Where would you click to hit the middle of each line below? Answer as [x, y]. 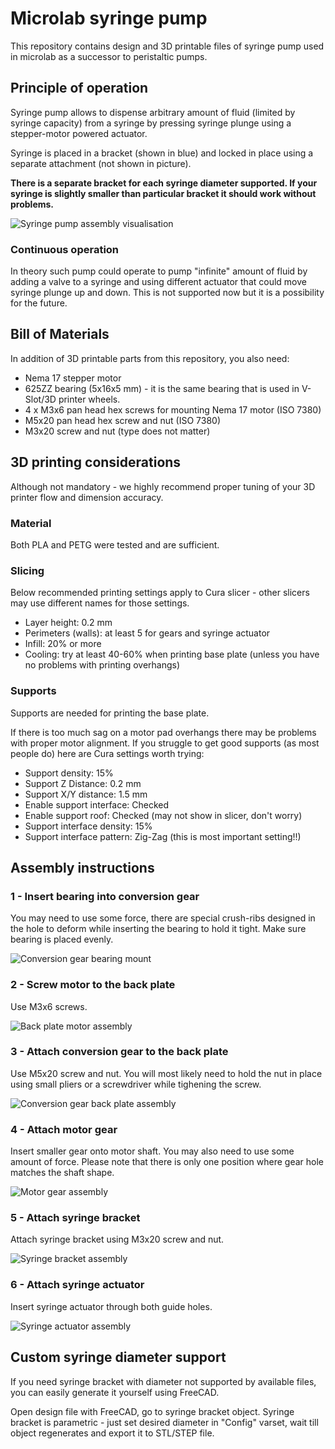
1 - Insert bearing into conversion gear [105, 896]
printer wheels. [89, 399]
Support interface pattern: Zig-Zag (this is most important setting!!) [163, 836]
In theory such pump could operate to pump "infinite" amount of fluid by [159, 271]
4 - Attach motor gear [64, 1129]
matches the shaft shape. [62, 1173]
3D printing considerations [96, 462]
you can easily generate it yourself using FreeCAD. [115, 1392]
